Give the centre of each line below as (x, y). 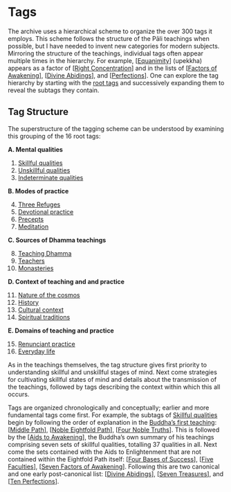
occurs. (19, 394)
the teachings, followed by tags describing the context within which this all (114, 387)
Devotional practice (46, 211)
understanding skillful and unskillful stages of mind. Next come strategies (112, 372)
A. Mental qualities (35, 149)
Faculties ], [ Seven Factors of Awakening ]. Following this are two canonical (114, 466)
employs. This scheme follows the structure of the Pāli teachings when (109, 38)
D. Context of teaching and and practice (66, 281)
